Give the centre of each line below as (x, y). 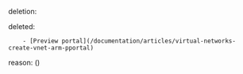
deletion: (23, 11)
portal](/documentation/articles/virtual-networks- (149, 41)
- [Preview (40, 41)
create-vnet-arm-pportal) (51, 48)
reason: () (24, 63)
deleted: (22, 26)
